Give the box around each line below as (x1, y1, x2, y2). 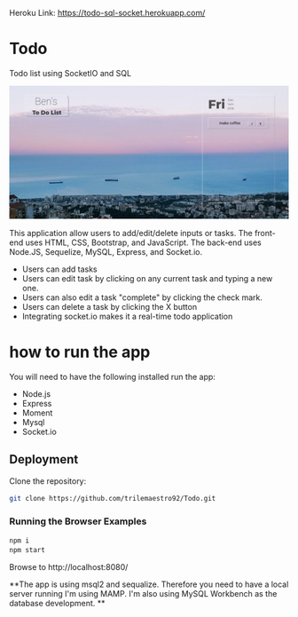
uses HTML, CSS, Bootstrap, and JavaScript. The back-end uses (25, 237, 262, 248)
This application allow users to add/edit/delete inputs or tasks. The (9, 228, 253, 239)
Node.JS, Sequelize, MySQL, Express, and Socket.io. (9, 247, 202, 257)
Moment (21, 407, 53, 418)
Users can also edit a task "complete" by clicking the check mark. (21, 292, 263, 303)
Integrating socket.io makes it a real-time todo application (21, 311, 233, 322)
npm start (9, 545, 46, 554)
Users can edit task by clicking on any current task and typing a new (21, 273, 273, 284)
